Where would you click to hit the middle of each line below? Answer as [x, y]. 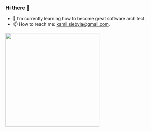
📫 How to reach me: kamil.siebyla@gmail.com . [61, 24]
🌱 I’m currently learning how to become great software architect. [79, 19]
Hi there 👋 [18, 8]
